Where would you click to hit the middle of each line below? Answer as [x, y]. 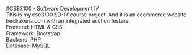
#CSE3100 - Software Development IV [53, 8]
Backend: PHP [24, 39]
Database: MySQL [28, 46]
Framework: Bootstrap [33, 33]
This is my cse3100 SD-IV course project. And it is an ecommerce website [96, 15]
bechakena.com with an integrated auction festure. [68, 21]
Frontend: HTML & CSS [35, 27]
